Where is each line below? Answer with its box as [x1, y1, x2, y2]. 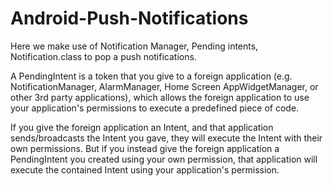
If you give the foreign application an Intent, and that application [10, 121, 274, 133]
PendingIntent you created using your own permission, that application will [10, 153, 318, 165]
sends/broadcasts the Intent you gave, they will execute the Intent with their [10, 132, 323, 144]
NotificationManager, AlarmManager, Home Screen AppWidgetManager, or [10, 80, 319, 92]
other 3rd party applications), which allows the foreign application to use [10, 91, 310, 103]
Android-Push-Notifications [10, 7, 249, 30]
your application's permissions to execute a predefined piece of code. [10, 102, 300, 114]
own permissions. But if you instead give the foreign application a [10, 142, 280, 154]
